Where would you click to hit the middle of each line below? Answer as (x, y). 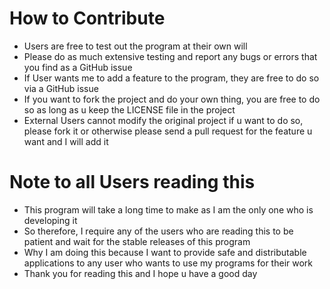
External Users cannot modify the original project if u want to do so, (163, 120)
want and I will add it (66, 141)
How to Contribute (87, 18)
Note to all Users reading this (132, 182)
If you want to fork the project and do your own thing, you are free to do (172, 99)
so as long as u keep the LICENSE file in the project (129, 109)
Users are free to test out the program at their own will (135, 46)
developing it (50, 220)
